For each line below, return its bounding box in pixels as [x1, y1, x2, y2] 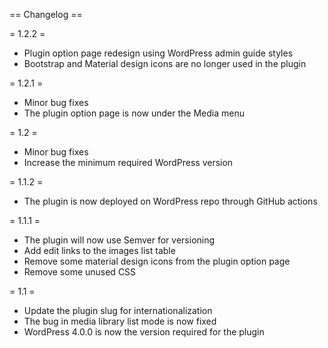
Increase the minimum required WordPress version [23, 157, 234, 168]
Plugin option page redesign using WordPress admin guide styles [23, 47, 294, 59]
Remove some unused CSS [23, 266, 137, 278]
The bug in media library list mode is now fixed [23, 315, 217, 327]
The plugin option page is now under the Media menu [23, 107, 245, 119]
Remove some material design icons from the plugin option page [23, 255, 291, 267]
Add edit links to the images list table [23, 245, 176, 256]
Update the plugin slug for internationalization [23, 305, 213, 316]
